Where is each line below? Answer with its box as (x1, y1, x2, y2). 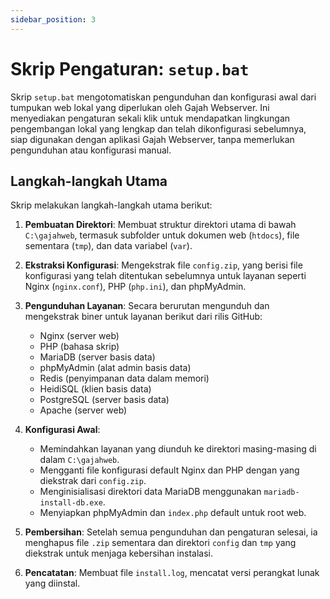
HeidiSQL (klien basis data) (39, 383, 152, 395)
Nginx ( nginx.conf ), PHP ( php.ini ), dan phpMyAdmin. (24, 281, 247, 293)
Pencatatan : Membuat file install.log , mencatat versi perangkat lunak (24, 567, 320, 579)
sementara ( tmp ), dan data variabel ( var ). (24, 240, 193, 252)
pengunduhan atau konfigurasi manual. (10, 144, 172, 156)
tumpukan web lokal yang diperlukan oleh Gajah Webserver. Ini (10, 101, 270, 113)
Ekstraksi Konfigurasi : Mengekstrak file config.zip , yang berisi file (24, 259, 303, 271)
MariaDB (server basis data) (39, 351, 156, 363)
